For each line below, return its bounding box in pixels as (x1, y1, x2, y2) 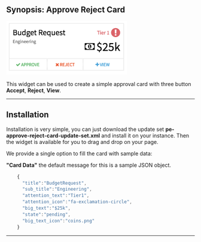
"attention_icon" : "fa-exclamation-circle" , (22, 199, 133, 205)
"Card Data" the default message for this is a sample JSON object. (6, 161, 172, 169)
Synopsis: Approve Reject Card (6, 5, 126, 15)
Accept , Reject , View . (6, 87, 62, 94)
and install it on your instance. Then (101, 131, 190, 139)
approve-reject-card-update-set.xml (6, 131, 100, 139)
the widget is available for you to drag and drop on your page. (6, 138, 159, 145)
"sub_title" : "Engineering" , (22, 186, 93, 192)
